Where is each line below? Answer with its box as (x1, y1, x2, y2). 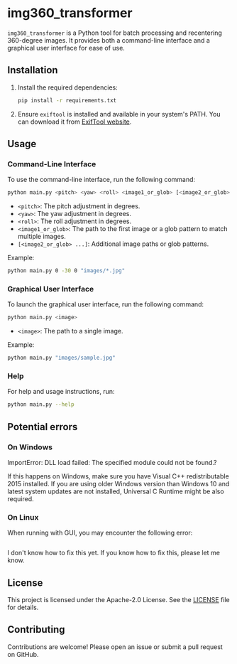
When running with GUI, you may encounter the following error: (7, 528, 193, 537)
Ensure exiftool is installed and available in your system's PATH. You (17, 109, 221, 118)
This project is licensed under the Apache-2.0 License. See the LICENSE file (7, 596, 230, 604)
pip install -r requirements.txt (17, 97, 117, 104)
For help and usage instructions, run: (7, 387, 115, 396)
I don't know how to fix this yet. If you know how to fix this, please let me (7, 549, 220, 557)
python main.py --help (7, 401, 75, 408)
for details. (7, 603, 39, 612)
